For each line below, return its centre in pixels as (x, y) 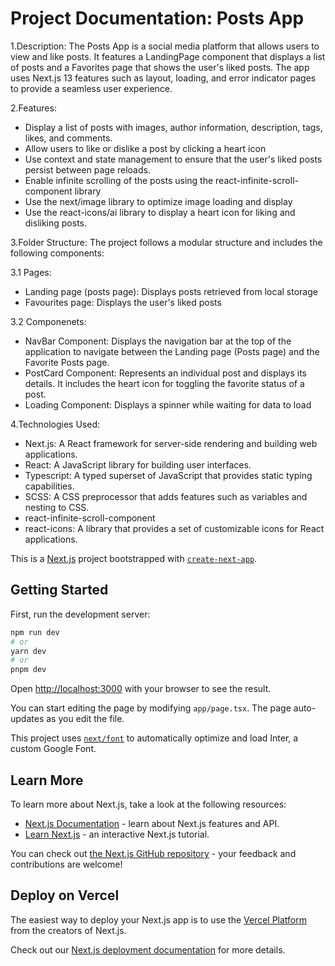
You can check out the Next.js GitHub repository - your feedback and (153, 853)
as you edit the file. (85, 719)
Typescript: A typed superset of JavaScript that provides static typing (168, 475)
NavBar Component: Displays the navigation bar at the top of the (158, 341)
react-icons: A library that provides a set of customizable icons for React (174, 528)
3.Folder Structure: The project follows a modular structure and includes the (166, 242)
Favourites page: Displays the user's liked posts (123, 302)
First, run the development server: (80, 614)
